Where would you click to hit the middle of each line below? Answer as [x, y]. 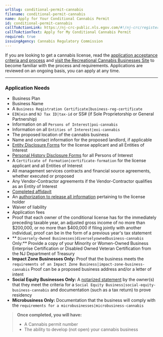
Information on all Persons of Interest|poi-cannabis [65, 124]
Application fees [28, 212]
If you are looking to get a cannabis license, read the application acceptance [81, 55]
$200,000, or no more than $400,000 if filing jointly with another [77, 228]
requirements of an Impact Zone [45, 264]
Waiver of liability [29, 207]
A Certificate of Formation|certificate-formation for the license [79, 161]
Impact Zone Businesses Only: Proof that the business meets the [78, 259]
